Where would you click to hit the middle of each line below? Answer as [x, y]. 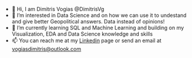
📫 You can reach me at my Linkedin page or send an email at [87, 40]
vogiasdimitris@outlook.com [46, 49]
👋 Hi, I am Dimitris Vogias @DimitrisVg [58, 9]
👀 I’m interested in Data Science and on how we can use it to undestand [99, 15]
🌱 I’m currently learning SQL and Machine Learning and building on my [98, 28]
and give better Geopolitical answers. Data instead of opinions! [88, 21]
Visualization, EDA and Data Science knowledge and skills [82, 34]
